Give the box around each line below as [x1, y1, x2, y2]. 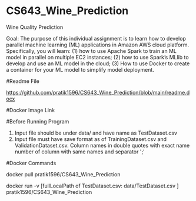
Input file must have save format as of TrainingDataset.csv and [14, 135, 167, 142]
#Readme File [6, 78, 39, 85]
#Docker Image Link [6, 106, 55, 113]
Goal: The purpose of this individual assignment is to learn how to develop [6, 35, 187, 42]
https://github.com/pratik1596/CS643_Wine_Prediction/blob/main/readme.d [6, 89, 190, 96]
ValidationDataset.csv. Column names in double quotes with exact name [14, 142, 190, 149]
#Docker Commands [6, 159, 57, 166]
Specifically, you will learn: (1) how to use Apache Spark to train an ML [6, 47, 177, 54]
